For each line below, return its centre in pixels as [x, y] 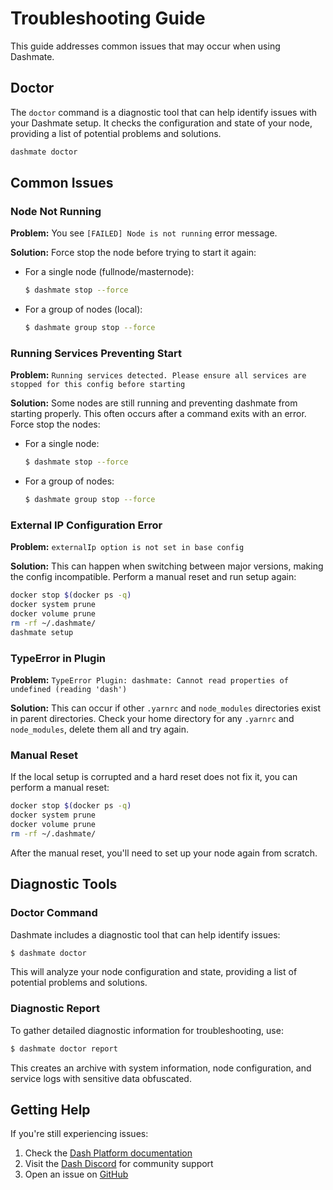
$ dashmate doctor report [64, 1048]
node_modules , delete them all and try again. [100, 729]
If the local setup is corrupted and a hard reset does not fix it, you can [154, 777]
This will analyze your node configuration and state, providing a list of [154, 972]
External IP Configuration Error [86, 525]
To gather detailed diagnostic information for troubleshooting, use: [147, 1030]
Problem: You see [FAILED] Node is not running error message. [144, 233]
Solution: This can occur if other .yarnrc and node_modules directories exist [166, 708]
